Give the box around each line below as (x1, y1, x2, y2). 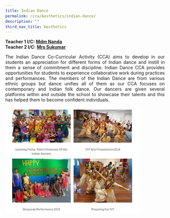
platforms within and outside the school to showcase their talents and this (5, 92, 165, 98)
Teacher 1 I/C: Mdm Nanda (5, 38, 62, 45)
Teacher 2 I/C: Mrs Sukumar (5, 44, 66, 50)
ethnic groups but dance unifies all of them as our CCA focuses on (5, 81, 165, 87)
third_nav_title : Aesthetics (5, 24, 67, 29)
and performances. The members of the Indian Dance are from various (5, 75, 165, 81)
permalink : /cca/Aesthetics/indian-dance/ (5, 13, 96, 19)
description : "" (5, 19, 39, 24)
